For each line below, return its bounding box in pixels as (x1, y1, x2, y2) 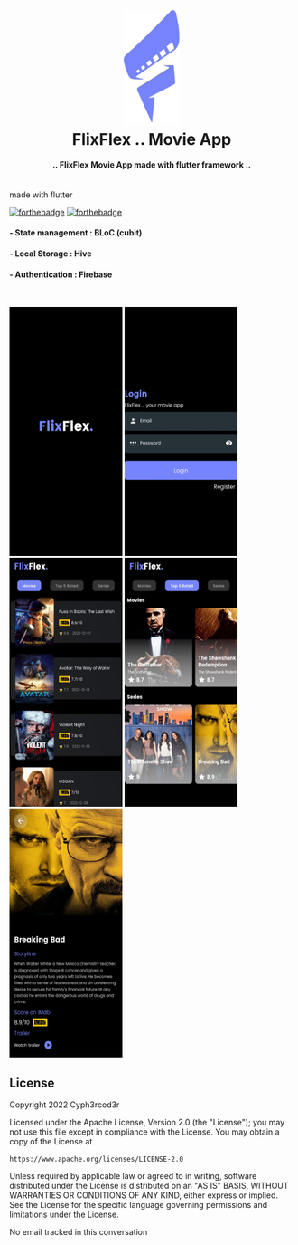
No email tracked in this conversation (9, 1226, 148, 1237)
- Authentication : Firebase (9, 269, 113, 280)
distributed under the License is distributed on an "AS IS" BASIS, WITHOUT (9, 1180, 289, 1191)
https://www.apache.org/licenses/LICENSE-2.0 (9, 1154, 183, 1164)
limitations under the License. (9, 1209, 119, 1220)
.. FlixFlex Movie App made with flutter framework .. (52, 159, 251, 170)
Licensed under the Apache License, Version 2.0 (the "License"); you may (9, 1116, 285, 1127)
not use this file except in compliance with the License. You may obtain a (9, 1126, 280, 1137)
